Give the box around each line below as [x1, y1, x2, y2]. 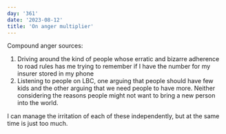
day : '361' [7, 10, 39, 17]
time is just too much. [7, 120, 68, 128]
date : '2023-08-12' [7, 16, 63, 23]
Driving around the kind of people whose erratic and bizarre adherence [17, 55, 220, 63]
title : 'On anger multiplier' [7, 23, 94, 30]
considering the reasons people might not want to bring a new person [17, 91, 216, 100]
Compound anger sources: [7, 42, 83, 50]
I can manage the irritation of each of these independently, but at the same [7, 112, 220, 120]
